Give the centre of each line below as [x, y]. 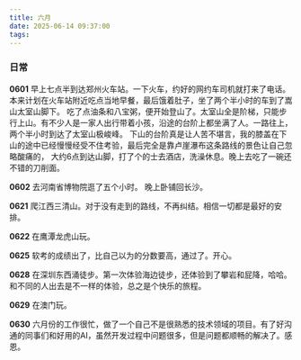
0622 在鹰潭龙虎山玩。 [53, 236]
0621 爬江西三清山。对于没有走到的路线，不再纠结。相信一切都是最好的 [142, 206]
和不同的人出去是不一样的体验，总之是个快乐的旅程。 [108, 285]
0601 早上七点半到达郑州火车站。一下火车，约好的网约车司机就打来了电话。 [150, 89]
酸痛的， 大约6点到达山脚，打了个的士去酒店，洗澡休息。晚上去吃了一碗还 [154, 156]
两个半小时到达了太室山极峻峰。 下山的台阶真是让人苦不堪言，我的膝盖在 [144, 134]
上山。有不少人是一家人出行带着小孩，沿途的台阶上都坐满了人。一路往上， [155, 122]
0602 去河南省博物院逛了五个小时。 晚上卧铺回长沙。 [109, 186]
